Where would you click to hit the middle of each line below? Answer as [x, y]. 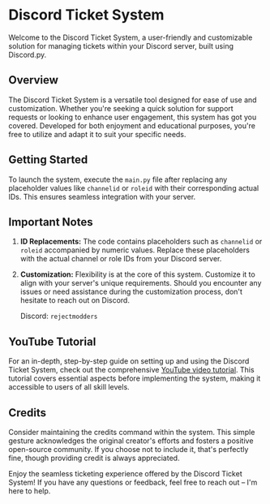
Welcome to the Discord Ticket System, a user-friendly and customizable [131, 37]
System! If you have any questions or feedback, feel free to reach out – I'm [133, 482]
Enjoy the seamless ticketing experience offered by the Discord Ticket [125, 474]
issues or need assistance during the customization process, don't [131, 292]
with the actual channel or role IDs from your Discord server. [121, 259]
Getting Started [48, 160]
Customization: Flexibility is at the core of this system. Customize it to [137, 274]
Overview [34, 80]
